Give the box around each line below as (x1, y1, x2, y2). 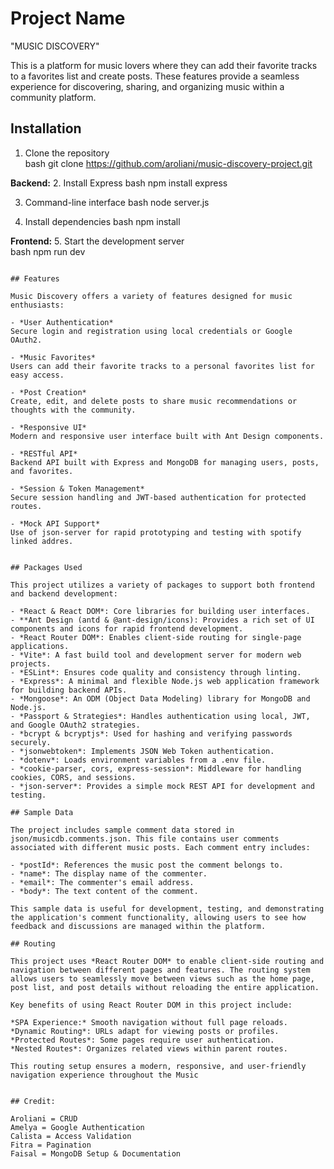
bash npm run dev (10, 245, 86, 257)
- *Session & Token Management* (10, 483, 145, 494)
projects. (10, 658, 52, 669)
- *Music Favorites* (10, 352, 97, 362)
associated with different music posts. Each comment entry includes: (10, 842, 311, 852)
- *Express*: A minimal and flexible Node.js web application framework (10, 676, 320, 686)
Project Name (10, 7, 126, 30)
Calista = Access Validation (10, 1131, 132, 1141)
